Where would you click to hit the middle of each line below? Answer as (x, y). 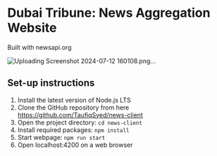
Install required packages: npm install (73, 130)
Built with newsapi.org (39, 47)
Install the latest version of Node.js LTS (74, 100)
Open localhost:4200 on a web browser (75, 145)
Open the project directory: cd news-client (80, 122)
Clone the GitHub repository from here (73, 108)
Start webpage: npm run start (61, 137)
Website (32, 28)
